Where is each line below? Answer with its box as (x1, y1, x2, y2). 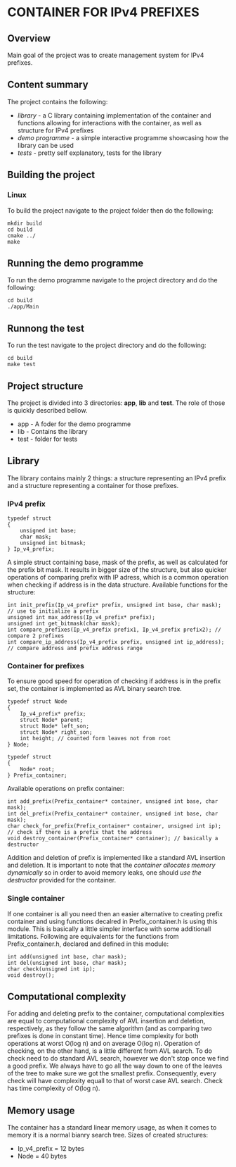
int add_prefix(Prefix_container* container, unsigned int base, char (7, 798, 218, 805)
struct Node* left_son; (20, 723, 90, 730)
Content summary (7, 79, 89, 91)
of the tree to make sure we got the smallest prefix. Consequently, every (7, 1069, 216, 1078)
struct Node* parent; (20, 716, 83, 724)
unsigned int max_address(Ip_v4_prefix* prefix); (7, 614, 156, 621)
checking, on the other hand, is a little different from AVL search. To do (7, 1047, 213, 1055)
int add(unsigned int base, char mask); (7, 953, 128, 960)
